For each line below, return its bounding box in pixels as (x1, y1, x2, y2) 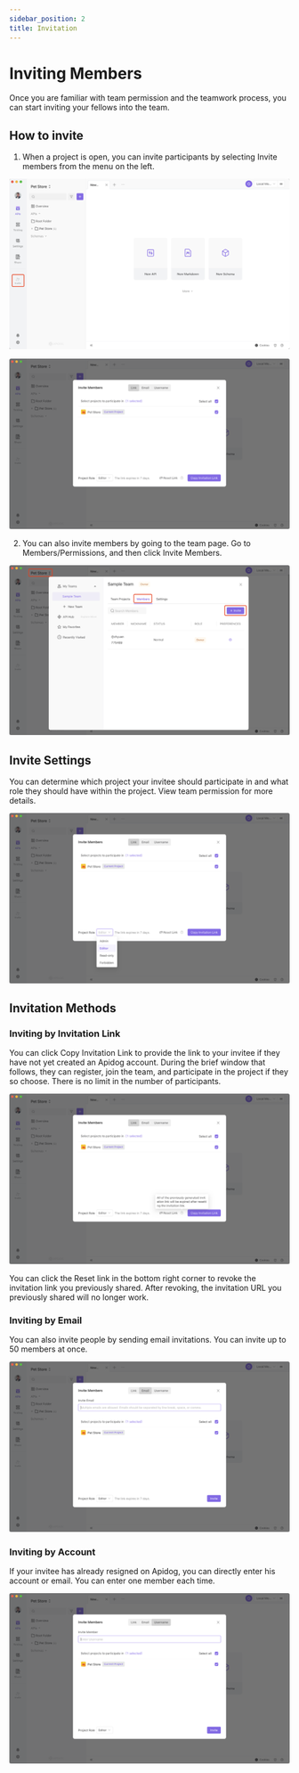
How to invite (9, 127, 85, 143)
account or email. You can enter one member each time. (9, 1575, 215, 1586)
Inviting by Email (9, 1314, 83, 1327)
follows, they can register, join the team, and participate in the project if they (9, 1066, 289, 1077)
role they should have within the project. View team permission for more (9, 785, 273, 797)
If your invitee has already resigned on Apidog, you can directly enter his (9, 1566, 276, 1577)
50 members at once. (9, 1344, 88, 1354)
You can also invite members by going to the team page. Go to (21, 537, 252, 548)
